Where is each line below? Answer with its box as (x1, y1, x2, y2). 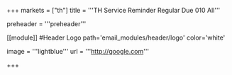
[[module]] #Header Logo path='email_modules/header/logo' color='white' (6, 33, 226, 42)
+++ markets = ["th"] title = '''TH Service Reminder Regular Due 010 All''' (6, 6, 221, 14)
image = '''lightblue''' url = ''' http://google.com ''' (6, 47, 150, 55)
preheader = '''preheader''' (6, 20, 87, 28)
